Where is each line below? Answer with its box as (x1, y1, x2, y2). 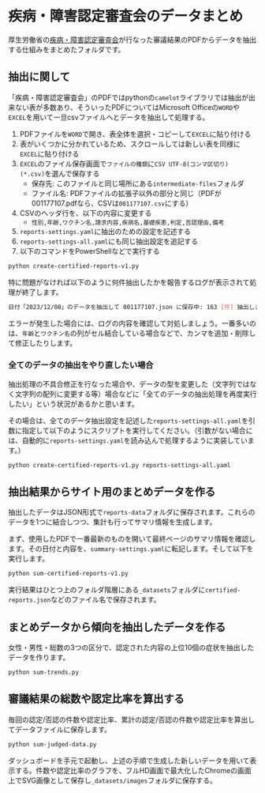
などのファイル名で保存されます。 (50, 595, 161, 605)
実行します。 (8, 554, 50, 564)
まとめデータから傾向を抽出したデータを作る (8, 620, 226, 633)
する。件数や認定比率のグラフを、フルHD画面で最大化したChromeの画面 (14, 765, 252, 775)
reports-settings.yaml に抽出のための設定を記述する (19, 226, 192, 236)
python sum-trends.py (8, 669, 80, 677)
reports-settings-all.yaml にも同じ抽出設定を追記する (19, 236, 199, 246)
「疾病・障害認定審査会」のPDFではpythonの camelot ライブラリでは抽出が (8, 93, 249, 102)
